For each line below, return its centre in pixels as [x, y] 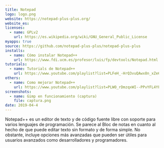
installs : [15, 50]
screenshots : [18, 92]
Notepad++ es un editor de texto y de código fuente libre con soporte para [80, 119]
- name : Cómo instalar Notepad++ [43, 55]
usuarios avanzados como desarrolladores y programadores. [66, 140]
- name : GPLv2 [24, 32]
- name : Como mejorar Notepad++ [42, 82]
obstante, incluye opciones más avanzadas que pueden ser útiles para [76, 135]
